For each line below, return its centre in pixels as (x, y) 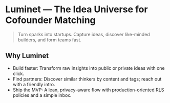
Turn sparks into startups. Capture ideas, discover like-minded (84, 34)
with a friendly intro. (34, 84)
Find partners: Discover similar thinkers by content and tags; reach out (87, 79)
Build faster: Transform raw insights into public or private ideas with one (89, 68)
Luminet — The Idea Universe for (77, 9)
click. (18, 73)
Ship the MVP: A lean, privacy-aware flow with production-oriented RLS (88, 90)
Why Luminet (27, 56)
